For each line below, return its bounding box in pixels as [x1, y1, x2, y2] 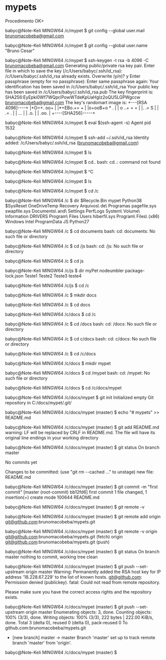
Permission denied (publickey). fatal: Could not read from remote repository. [5, 579, 161, 585]
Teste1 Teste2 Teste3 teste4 [24, 272, 82, 279]
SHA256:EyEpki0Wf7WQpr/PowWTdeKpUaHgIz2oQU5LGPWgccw [5, 94, 141, 100]
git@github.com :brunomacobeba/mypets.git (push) [5, 539, 110, 545]
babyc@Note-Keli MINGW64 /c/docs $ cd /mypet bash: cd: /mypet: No [5, 370, 150, 376]
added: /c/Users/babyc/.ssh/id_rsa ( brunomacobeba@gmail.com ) [5, 139, 139, 145]
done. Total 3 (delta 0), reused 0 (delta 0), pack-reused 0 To [5, 619, 128, 625]
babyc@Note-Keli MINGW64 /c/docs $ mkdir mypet [5, 360, 111, 366]
